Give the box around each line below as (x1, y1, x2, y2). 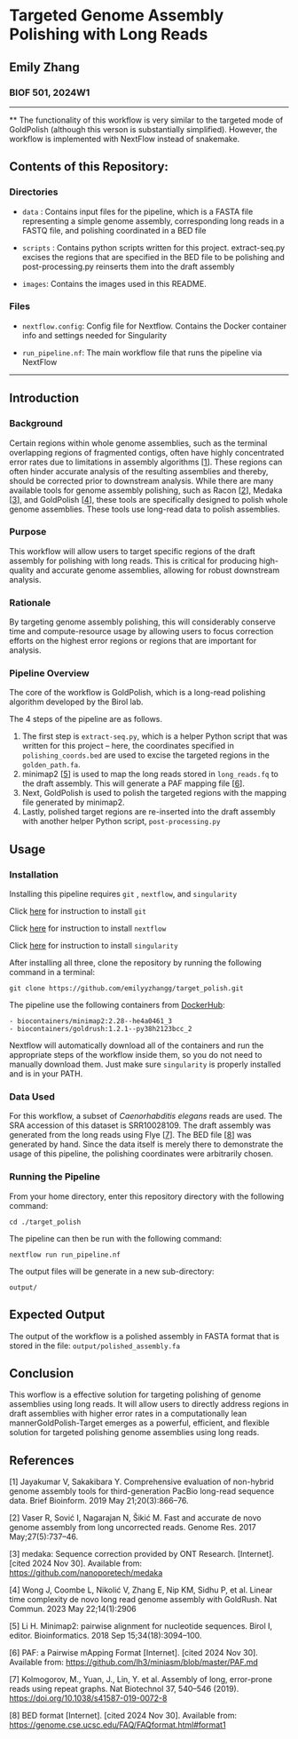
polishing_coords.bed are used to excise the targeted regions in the (21, 750, 271, 760)
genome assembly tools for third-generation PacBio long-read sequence (9, 1486, 275, 1497)
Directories (9, 186, 59, 198)
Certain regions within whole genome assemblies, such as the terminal (9, 437, 268, 449)
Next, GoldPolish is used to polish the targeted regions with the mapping (21, 788, 286, 798)
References (9, 1453, 74, 1468)
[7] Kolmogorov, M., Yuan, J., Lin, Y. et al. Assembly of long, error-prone (9, 1674, 273, 1685)
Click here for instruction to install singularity (9, 941, 179, 951)
